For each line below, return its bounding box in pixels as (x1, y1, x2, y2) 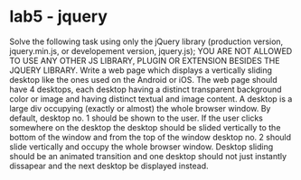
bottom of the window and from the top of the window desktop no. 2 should (9, 131, 292, 142)
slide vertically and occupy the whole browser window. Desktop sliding (9, 141, 274, 152)
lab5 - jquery (9, 6, 108, 27)
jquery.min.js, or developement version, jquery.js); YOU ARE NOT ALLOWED (9, 45, 293, 56)
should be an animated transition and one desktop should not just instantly (9, 150, 287, 161)
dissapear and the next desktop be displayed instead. (9, 160, 210, 171)
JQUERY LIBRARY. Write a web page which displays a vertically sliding (9, 65, 273, 76)
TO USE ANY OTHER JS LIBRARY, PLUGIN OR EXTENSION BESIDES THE (9, 55, 280, 66)
